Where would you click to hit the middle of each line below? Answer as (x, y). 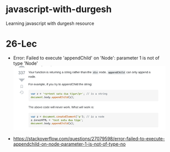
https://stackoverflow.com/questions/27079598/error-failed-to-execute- (89, 139)
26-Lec (21, 44)
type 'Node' (26, 63)
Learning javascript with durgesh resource (50, 23)
